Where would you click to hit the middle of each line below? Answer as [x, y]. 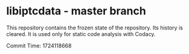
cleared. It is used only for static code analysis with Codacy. [81, 34]
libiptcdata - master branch [76, 11]
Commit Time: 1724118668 [39, 46]
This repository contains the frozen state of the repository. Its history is [94, 28]
